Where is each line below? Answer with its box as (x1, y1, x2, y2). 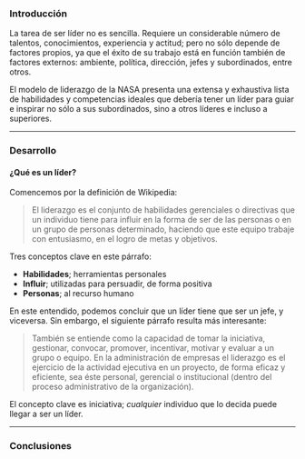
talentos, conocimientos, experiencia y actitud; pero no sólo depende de (9, 37, 280, 48)
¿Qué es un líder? (9, 166, 77, 177)
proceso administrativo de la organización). (31, 381, 194, 393)
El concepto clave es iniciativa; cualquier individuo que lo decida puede (9, 399, 278, 410)
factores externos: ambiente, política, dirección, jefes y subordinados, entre (9, 57, 292, 68)
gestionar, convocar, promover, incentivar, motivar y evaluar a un (31, 343, 275, 354)
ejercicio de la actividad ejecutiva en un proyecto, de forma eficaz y (31, 362, 286, 373)
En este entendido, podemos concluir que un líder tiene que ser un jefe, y (9, 305, 284, 316)
